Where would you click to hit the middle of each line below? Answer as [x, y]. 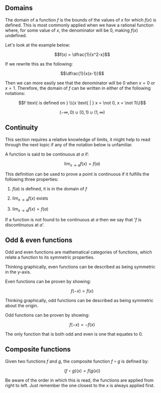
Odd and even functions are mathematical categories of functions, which [79, 252]
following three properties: [32, 179]
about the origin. [22, 305]
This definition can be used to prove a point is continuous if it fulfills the [77, 174]
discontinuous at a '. [25, 225]
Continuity [22, 127]
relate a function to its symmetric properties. [50, 257]
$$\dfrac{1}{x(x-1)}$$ [82, 73]
